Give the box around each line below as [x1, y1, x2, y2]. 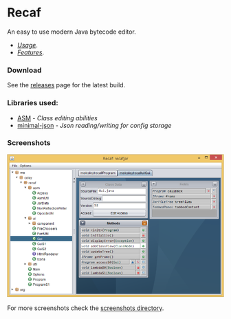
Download [7, 65, 43, 75]
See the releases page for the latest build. [7, 81, 126, 89]
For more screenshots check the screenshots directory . [7, 304, 164, 312]
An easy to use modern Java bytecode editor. [7, 27, 136, 36]
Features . [16, 48, 45, 56]
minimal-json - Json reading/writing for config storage [16, 121, 172, 129]
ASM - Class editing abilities [16, 113, 98, 122]
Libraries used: [7, 98, 58, 108]
